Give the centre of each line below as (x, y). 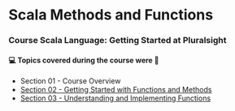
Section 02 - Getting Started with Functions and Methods (116, 90)
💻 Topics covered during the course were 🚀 (84, 60)
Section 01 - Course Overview (70, 81)
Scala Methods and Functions (111, 15)
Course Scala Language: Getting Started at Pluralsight (117, 41)
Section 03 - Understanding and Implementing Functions (115, 98)
